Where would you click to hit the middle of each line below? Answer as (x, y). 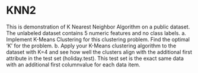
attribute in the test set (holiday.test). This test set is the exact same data (95, 58)
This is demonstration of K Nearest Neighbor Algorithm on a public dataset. (98, 27)
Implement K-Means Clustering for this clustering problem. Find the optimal (98, 39)
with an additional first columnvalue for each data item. (73, 64)
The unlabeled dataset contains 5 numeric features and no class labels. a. (96, 33)
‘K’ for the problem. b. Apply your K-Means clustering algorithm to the (91, 46)
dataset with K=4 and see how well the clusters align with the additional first (99, 52)
